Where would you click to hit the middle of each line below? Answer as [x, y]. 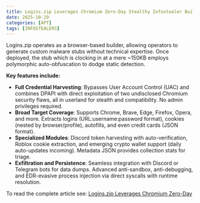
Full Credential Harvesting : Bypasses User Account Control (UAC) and [102, 88]
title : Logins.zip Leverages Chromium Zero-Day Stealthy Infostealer [94, 12]
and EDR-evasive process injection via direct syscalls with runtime [96, 176]
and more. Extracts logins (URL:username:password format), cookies [99, 119]
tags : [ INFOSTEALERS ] [33, 28]
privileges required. [39, 106]
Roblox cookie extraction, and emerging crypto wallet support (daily [98, 144]
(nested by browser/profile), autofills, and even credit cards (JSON [96, 125]
